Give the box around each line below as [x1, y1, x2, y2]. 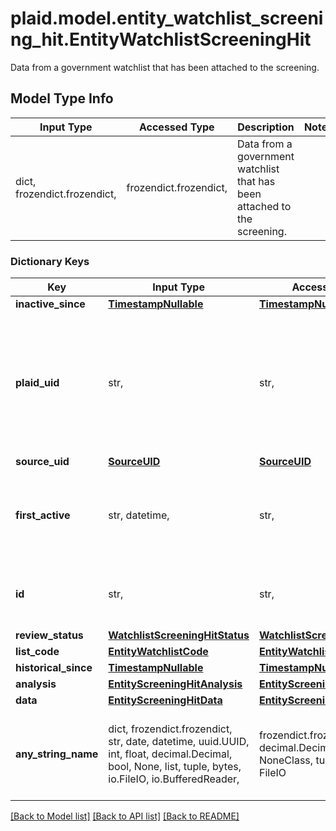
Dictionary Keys [10, 254, 90, 268]
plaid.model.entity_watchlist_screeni [10, 7, 324, 30]
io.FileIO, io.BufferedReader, [108, 772, 240, 786]
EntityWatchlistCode [108, 645, 209, 659]
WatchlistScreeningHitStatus [108, 628, 250, 642]
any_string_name [15, 747, 99, 761]
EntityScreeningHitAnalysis [108, 677, 243, 691]
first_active [15, 508, 71, 522]
